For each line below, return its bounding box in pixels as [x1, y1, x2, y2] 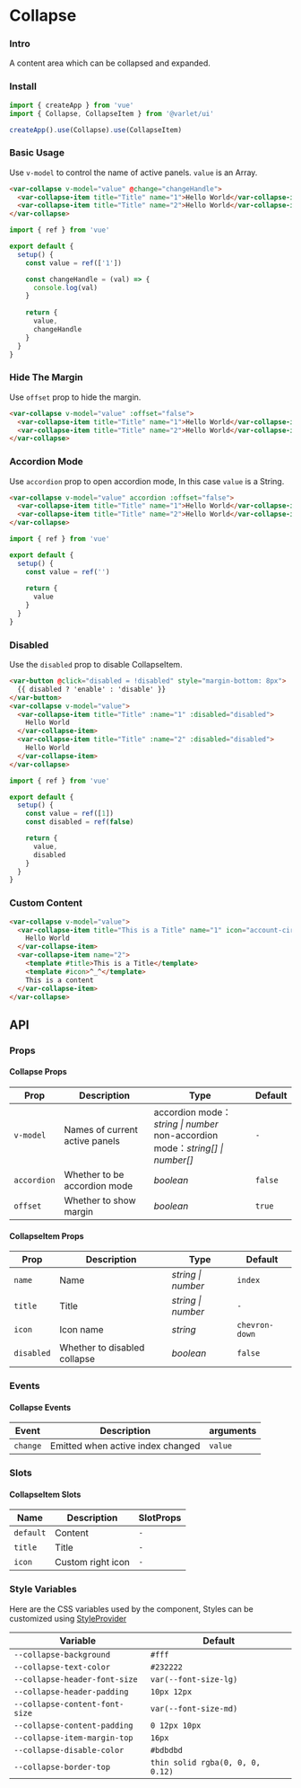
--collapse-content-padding [13, 1720, 133, 1730]
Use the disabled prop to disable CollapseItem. [9, 659, 183, 670]
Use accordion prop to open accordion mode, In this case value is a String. [9, 475, 285, 486]
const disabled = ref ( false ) [25, 818, 134, 827]
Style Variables [9, 1583, 78, 1596]
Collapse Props [9, 1067, 67, 1077]
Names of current [64, 1123, 139, 1136]
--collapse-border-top [13, 1762, 110, 1772]
